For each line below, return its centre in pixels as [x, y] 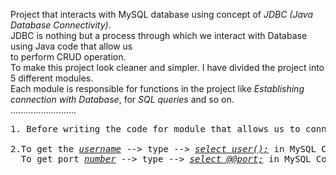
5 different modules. [52, 78]
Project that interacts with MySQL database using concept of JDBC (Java [161, 14]
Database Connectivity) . [61, 25]
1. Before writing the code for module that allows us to [155, 129]
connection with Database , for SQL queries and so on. [122, 99]
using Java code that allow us [71, 46]
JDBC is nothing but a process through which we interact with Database [159, 35]
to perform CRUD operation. [68, 57]
